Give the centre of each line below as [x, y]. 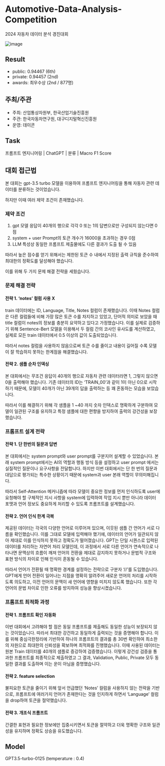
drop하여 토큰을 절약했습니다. [39, 700]
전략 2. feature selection [30, 676]
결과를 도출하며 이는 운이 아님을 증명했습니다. [58, 664]
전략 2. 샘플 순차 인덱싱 [27, 364]
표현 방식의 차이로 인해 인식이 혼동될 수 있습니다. [52, 559]
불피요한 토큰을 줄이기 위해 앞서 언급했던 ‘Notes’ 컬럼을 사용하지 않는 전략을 [78, 688]
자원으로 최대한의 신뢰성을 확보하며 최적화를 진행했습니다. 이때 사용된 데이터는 [85, 645]
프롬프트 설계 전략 [25, 431]
